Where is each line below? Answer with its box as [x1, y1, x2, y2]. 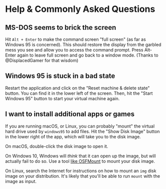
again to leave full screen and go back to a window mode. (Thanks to [17, 52, 159, 58]
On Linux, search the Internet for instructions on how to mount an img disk [5, 168, 157, 174]
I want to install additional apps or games [5, 110, 135, 119]
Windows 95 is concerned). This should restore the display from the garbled [5, 42, 162, 48]
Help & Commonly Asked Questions [5, 3, 156, 15]
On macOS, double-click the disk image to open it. [5, 143, 108, 149]
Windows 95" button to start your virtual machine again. [5, 95, 120, 101]
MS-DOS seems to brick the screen [5, 23, 116, 32]
